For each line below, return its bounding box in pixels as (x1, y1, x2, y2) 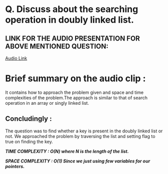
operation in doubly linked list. (5, 14, 134, 26)
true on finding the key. (5, 138, 53, 144)
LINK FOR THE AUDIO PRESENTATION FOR (5, 34, 140, 43)
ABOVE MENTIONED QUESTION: (5, 42, 109, 51)
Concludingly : (5, 114, 52, 123)
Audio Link (5, 55, 28, 61)
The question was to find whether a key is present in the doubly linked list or (5, 128, 163, 134)
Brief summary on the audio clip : (5, 73, 146, 84)
